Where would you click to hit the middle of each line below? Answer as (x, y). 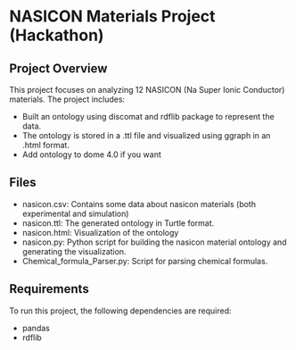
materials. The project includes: (67, 99)
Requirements (49, 289)
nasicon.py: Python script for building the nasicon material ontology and (154, 242)
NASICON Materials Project (112, 17)
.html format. (45, 145)
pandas (36, 328)
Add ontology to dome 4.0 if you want (92, 154)
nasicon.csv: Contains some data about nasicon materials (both (139, 204)
